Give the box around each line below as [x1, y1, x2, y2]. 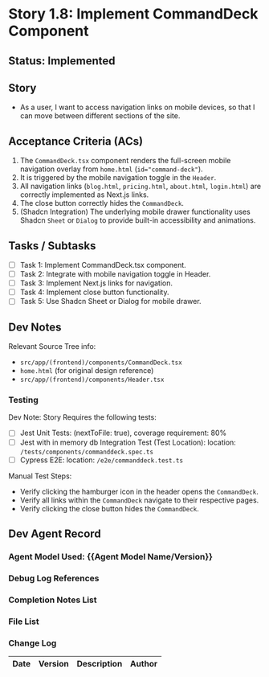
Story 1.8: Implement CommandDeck [8, 5, 259, 23]
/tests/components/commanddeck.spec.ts [19, 448, 154, 456]
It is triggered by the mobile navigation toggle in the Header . [19, 173, 217, 183]
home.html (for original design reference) [19, 366, 154, 375]
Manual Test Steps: [8, 471, 72, 481]
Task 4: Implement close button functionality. [19, 287, 169, 297]
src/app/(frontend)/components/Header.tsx [19, 375, 165, 384]
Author [129, 659, 158, 669]
